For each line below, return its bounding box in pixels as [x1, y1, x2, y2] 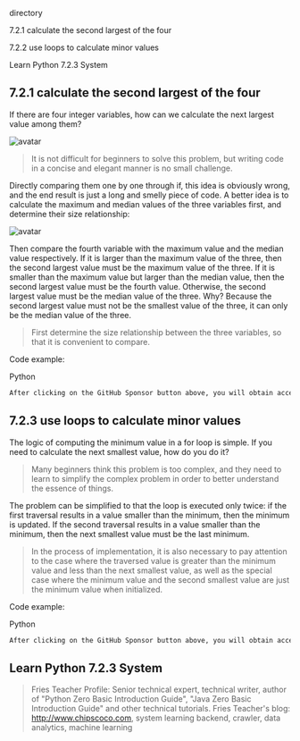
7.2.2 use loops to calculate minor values [9, 42, 159, 53]
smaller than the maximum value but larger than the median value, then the [9, 272, 285, 282]
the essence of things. [30, 483, 114, 493]
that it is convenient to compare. [30, 336, 150, 347]
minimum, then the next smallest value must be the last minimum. [9, 528, 250, 539]
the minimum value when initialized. [30, 584, 163, 594]
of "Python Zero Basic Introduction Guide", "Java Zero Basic [30, 694, 252, 704]
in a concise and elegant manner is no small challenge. [30, 163, 234, 173]
